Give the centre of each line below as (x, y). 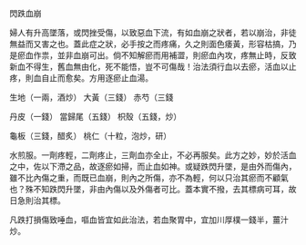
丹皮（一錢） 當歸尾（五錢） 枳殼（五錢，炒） (96, 117)
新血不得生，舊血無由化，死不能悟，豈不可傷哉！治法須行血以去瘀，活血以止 (153, 67)
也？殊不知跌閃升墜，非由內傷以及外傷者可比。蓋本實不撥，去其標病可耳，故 (153, 189)
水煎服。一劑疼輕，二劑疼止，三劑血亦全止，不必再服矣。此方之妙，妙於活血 (153, 155)
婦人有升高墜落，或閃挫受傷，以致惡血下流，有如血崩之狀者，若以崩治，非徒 (153, 33)
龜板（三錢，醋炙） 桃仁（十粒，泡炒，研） (90, 136)
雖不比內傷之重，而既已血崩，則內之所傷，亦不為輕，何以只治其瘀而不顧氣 (149, 178)
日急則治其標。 (37, 201)
